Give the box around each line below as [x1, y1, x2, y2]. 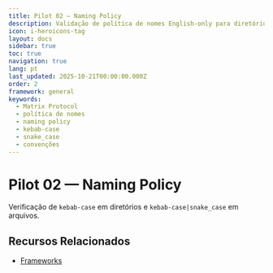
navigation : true [8, 58, 67, 66]
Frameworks [19, 256, 63, 266]
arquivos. [8, 210, 40, 220]
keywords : [8, 95, 42, 103]
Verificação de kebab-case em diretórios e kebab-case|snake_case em [8, 202, 239, 212]
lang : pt [8, 65, 38, 73]
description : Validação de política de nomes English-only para [8, 19, 231, 28]
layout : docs [8, 34, 53, 43]
